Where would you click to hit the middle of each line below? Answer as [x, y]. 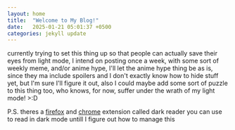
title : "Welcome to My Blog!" [53, 20]
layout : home [26, 14]
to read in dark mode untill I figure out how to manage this [91, 119]
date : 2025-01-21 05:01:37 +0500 [59, 27]
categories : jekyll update [47, 33]
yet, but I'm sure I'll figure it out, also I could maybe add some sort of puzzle [118, 83]
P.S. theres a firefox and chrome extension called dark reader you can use [115, 112]
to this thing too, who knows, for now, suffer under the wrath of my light [111, 91]
